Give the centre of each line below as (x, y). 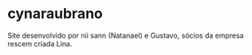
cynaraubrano (55, 14)
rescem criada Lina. (40, 43)
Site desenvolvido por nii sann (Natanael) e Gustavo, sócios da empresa (126, 35)
